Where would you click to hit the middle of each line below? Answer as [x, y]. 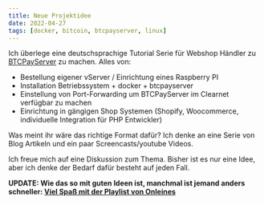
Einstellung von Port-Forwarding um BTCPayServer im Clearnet [124, 94]
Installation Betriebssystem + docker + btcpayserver [107, 86]
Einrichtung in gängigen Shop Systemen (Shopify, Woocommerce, [129, 111]
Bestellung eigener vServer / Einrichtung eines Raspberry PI [119, 78]
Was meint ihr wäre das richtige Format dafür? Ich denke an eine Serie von [132, 135]
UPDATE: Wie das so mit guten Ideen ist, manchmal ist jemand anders [127, 183]
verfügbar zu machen [56, 103]
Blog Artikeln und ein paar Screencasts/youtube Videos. [101, 144]
